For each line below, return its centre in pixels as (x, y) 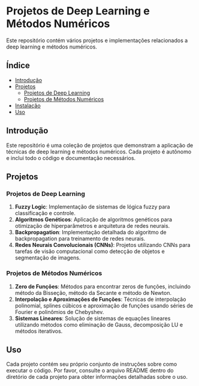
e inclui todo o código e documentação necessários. (71, 158)
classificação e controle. (45, 213)
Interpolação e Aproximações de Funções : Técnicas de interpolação (100, 299)
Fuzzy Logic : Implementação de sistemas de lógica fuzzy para (92, 207)
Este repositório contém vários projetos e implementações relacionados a (97, 40)
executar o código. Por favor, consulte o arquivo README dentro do (90, 370)
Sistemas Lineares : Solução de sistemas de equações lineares (93, 318)
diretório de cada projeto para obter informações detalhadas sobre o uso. (97, 377)
